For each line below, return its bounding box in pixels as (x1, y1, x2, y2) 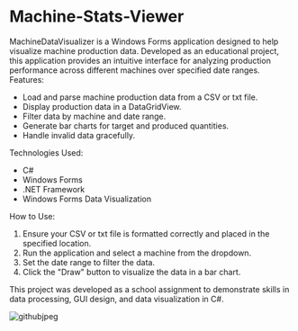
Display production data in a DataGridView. (22, 101, 182, 112)
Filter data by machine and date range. (22, 111, 167, 121)
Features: (9, 74, 45, 85)
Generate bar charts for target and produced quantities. (22, 120, 230, 131)
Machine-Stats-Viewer (9, 6, 185, 27)
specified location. (22, 237, 92, 248)
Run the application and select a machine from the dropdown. (22, 247, 252, 258)
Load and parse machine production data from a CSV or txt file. (22, 92, 258, 103)
